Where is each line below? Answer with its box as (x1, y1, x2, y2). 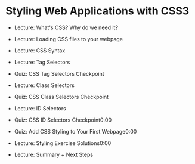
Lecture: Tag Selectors (14, 58, 70, 66)
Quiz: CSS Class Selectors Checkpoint (14, 93, 109, 100)
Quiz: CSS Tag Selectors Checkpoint (14, 70, 105, 77)
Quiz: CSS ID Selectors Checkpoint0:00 (14, 116, 112, 123)
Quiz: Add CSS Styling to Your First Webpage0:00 (14, 128, 137, 135)
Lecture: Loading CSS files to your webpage (14, 35, 123, 42)
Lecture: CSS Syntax (14, 47, 66, 54)
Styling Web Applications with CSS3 (5, 4, 190, 18)
